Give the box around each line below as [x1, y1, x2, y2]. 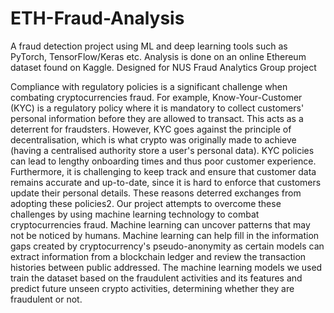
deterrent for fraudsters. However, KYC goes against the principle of [10, 123, 292, 135]
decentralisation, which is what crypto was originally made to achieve [10, 133, 297, 146]
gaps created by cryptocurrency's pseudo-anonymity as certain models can [10, 240, 325, 252]
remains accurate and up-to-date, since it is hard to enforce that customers [10, 176, 322, 188]
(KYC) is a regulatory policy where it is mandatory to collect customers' [10, 102, 305, 114]
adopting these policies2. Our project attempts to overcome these [10, 197, 282, 209]
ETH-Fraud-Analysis [10, 7, 185, 30]
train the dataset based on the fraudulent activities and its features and [10, 272, 303, 284]
